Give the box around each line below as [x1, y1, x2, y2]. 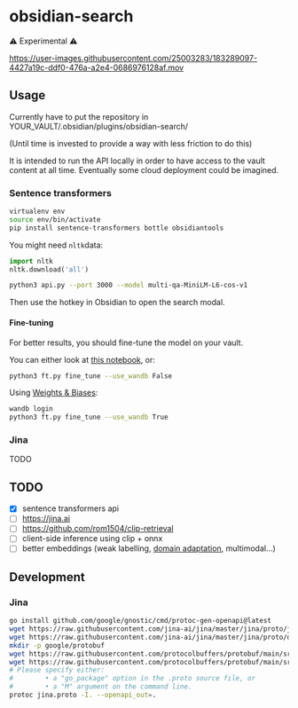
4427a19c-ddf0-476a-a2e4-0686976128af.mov [9, 62, 184, 73]
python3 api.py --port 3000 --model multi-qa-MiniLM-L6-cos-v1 [9, 281, 248, 290]
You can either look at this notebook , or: [9, 354, 155, 365]
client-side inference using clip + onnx [21, 533, 163, 544]
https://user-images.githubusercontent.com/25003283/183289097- [9, 52, 258, 63]
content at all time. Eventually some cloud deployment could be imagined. [9, 164, 279, 175]
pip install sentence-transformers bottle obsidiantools [9, 224, 224, 232]
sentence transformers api [21, 503, 120, 514]
